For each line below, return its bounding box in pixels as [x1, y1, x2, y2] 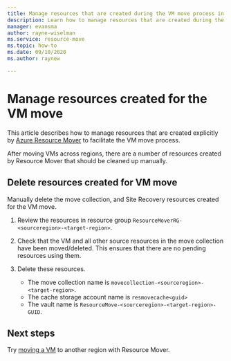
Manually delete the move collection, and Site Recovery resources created [7, 195, 219, 203]
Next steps [7, 327, 55, 339]
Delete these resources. [17, 264, 86, 273]
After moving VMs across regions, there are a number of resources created [7, 149, 221, 158]
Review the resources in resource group [17, 216, 131, 224]
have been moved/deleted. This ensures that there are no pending [17, 243, 206, 252]
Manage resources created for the [7, 91, 207, 107]
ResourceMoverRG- [132, 217, 183, 224]
